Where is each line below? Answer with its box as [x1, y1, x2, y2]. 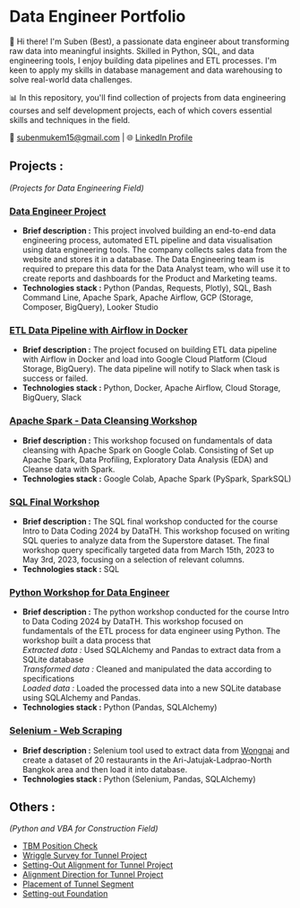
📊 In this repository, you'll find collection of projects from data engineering [9, 92, 287, 102]
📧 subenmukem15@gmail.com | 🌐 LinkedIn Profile [9, 132, 193, 143]
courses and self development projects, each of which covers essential [9, 105, 272, 116]
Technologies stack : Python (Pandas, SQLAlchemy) [21, 702, 218, 713]
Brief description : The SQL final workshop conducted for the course [21, 516, 279, 526]
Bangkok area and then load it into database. [21, 763, 188, 774]
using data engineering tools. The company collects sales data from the [21, 244, 287, 255]
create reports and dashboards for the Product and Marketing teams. [21, 273, 278, 284]
